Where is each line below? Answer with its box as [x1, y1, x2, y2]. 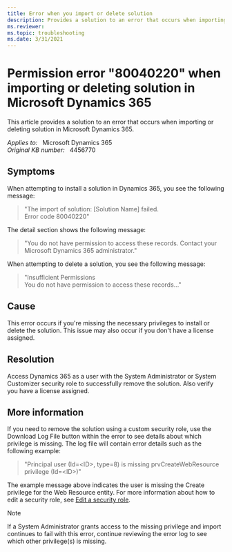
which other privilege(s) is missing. [7, 537, 107, 546]
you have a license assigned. [7, 386, 90, 394]
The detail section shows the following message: [7, 225, 146, 234]
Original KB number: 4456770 [7, 146, 96, 154]
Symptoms [7, 166, 55, 178]
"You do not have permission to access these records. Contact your [23, 239, 217, 247]
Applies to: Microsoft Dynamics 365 [7, 139, 113, 147]
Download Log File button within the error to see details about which [7, 432, 202, 441]
